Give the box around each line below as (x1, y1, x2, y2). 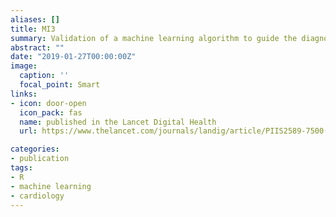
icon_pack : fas (19, 107, 83, 118)
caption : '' (19, 71, 70, 81)
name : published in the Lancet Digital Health (19, 117, 217, 127)
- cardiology (10, 191, 65, 201)
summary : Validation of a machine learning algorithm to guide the (10, 33, 298, 43)
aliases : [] (10, 14, 60, 25)
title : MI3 (10, 24, 56, 34)
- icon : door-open (10, 98, 87, 108)
